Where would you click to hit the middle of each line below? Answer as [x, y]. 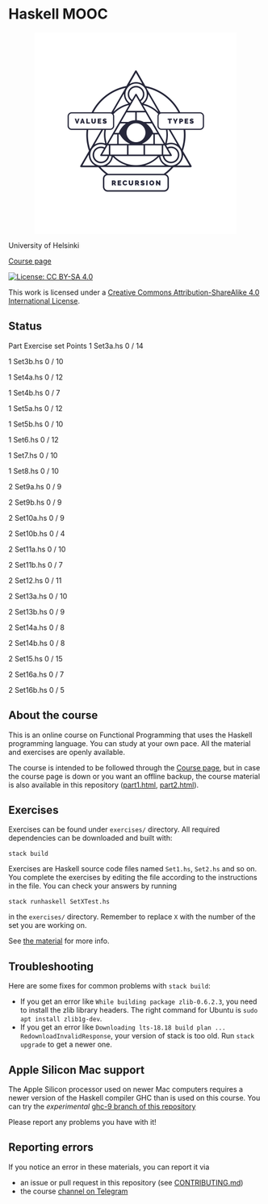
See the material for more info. [59, 941]
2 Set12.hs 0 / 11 [35, 580]
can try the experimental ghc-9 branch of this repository [102, 1106]
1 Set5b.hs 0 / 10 [36, 424]
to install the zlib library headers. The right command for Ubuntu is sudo [139, 1010]
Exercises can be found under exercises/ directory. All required [114, 829]
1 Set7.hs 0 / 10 [33, 455]
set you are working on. [48, 925]
